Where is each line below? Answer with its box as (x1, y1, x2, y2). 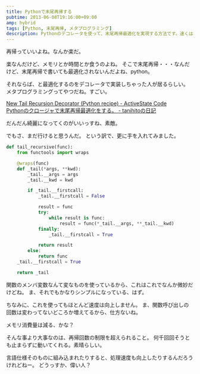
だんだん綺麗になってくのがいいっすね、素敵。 (6, 120, 121, 127)
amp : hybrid (6, 20, 36, 26)
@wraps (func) (17, 160, 49, 166)
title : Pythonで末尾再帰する (6, 8, 73, 15)
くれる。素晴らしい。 (52, 341, 105, 348)
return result (37, 242, 73, 249)
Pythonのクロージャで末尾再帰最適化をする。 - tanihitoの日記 (6, 107, 157, 114)
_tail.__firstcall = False (37, 193, 105, 199)
